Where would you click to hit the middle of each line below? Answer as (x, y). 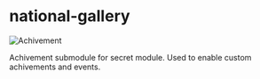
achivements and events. (55, 67)
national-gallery (70, 16)
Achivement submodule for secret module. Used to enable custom (130, 57)
